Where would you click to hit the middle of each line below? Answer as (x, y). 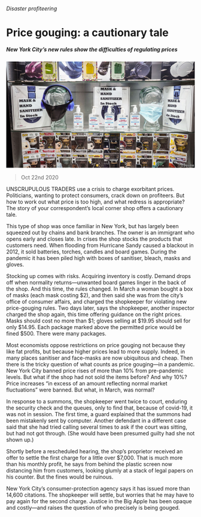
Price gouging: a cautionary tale (87, 32)
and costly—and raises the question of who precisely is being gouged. (93, 508)
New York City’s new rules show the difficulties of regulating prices (92, 50)
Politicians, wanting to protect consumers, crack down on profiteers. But (95, 196)
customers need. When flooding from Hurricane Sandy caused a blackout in (100, 246)
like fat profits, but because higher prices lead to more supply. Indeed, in (96, 352)
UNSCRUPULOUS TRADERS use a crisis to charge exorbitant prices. (90, 189)
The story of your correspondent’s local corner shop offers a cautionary (95, 208)
